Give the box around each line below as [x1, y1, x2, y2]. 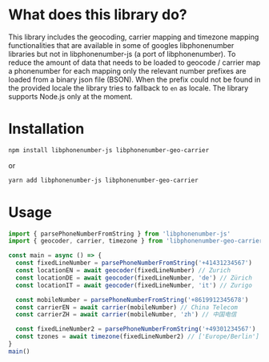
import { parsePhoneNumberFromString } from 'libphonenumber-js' [8, 230, 231, 238]
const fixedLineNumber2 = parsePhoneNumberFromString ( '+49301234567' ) [15, 325, 256, 333]
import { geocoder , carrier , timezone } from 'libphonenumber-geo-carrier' [8, 237, 267, 245]
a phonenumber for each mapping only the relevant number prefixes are [8, 66, 247, 75]
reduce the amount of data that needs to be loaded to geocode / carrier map [8, 58, 261, 67]
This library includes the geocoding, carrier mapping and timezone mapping [8, 32, 259, 42]
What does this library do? [8, 6, 188, 24]
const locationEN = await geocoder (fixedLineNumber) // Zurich [15, 267, 231, 275]
